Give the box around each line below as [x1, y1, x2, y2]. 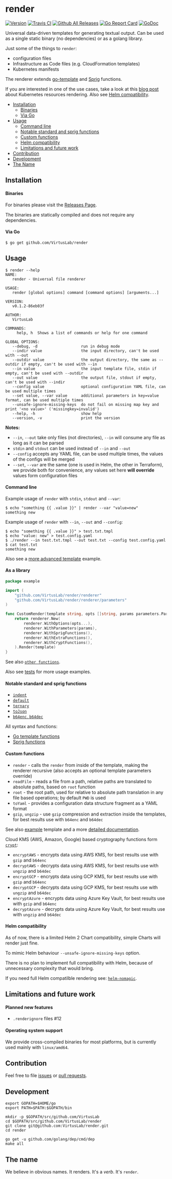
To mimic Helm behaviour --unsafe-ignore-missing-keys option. [5, 950, 141, 956]
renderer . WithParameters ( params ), [24, 626, 97, 631]
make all [5, 1141, 24, 1147]
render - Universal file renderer [12, 276, 86, 282]
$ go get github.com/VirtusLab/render [5, 240, 88, 245]
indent [12, 693, 27, 698]
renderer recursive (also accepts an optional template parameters [12, 767, 152, 774]
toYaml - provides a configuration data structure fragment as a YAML [12, 800, 158, 806]
